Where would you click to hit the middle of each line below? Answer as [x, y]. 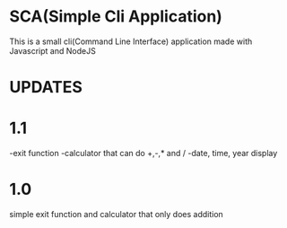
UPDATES [46, 88]
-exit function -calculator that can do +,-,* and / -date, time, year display [143, 153]
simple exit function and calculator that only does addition [117, 214]
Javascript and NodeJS [52, 50]
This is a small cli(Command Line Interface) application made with [131, 41]
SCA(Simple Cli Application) [116, 17]
